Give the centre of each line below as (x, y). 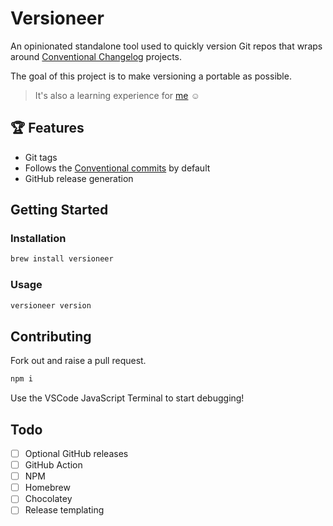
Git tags (41, 157)
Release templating (64, 510)
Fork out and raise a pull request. (78, 361)
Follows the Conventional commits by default (117, 168)
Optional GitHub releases (76, 453)
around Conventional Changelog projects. (96, 56)
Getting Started (59, 210)
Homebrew (47, 488)
